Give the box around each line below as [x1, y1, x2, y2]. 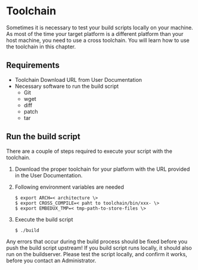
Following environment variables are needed [14, 183, 124, 191]
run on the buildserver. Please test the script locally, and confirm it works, [6, 250, 187, 257]
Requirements [6, 60, 60, 70]
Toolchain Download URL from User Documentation [14, 76, 142, 83]
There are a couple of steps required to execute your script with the [6, 148, 173, 155]
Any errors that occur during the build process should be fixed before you [6, 238, 188, 245]
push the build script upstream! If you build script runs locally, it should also [6, 244, 192, 251]
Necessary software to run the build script [14, 82, 119, 90]
